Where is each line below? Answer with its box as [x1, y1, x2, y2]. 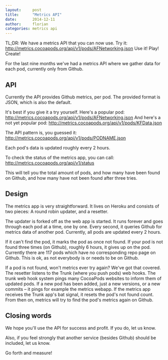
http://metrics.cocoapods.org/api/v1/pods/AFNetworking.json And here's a [5, 114, 161, 120]
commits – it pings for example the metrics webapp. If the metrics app [5, 286, 151, 292]
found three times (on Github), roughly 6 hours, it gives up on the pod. [5, 244, 151, 250]
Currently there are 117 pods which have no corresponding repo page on [5, 249, 156, 255]
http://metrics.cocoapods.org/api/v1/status [5, 160, 94, 166]
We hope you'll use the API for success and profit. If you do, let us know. [5, 325, 156, 331]
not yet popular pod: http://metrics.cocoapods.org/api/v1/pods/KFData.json [5, 120, 162, 126]
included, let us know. [5, 340, 50, 346]
